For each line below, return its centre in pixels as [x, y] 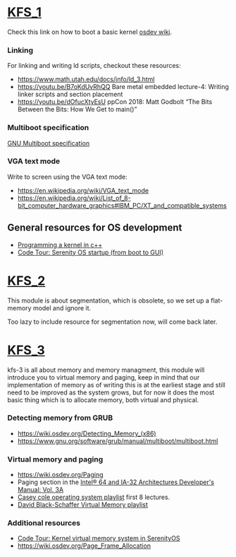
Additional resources [44, 523]
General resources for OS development [95, 228]
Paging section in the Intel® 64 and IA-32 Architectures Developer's [116, 482]
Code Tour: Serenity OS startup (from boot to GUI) [91, 252]
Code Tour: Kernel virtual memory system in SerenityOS [99, 539]
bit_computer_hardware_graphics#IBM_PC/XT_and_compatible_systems [122, 205]
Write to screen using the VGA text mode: [68, 177]
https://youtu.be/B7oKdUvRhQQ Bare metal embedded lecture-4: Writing [123, 87]
